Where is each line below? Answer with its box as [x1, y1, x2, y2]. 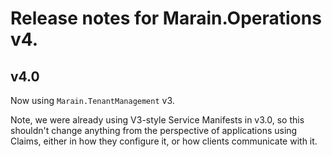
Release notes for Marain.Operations [10, 7, 322, 30]
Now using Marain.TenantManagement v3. [10, 95, 175, 106]
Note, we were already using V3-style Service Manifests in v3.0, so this [10, 114, 305, 126]
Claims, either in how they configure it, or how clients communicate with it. [10, 135, 318, 147]
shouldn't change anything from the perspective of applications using [10, 125, 298, 136]
